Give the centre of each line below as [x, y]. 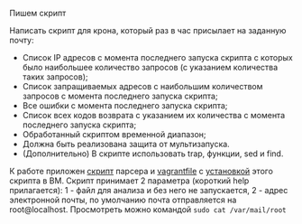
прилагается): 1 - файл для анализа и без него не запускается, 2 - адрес [149, 190]
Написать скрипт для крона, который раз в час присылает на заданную [148, 30]
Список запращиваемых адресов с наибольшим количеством [142, 86]
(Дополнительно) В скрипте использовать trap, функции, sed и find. [153, 154]
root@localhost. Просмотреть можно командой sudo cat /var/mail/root [148, 210]
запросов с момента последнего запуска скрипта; [120, 96]
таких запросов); [55, 77]
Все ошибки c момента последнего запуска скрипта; [125, 106]
